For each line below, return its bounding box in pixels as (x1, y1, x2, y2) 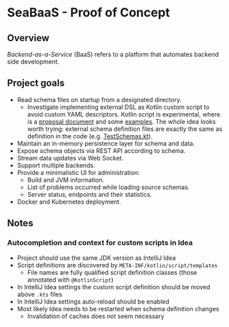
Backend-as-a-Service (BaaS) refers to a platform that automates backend (7, 50, 219, 58)
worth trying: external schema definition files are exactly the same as (27, 125, 223, 133)
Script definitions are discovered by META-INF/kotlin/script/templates (16, 261, 218, 269)
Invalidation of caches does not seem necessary (27, 312, 165, 320)
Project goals (7, 77, 65, 89)
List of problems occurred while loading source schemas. (27, 183, 190, 191)
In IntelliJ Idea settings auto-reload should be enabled (16, 297, 170, 306)
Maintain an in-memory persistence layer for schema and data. (16, 139, 195, 147)
